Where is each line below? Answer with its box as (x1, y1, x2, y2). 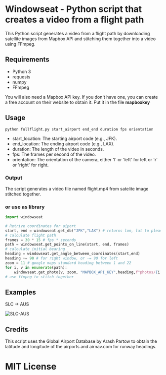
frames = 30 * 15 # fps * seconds (5, 237, 77, 243)
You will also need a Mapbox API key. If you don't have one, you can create (5, 94, 158, 100)
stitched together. (5, 191, 41, 197)
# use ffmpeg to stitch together (5, 274, 74, 279)
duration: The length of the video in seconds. (12, 146, 104, 152)
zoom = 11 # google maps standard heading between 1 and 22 (5, 260, 132, 265)
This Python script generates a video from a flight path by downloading (5, 30, 150, 36)
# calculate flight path (5, 233, 56, 238)
